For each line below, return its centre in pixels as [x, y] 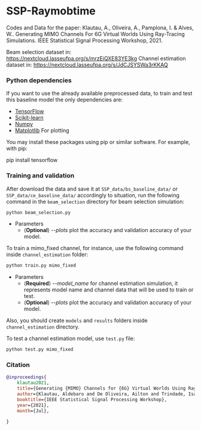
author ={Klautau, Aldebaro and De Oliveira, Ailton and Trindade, [101, 394]
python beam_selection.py [38, 212]
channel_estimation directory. [43, 327]
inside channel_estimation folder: [47, 255]
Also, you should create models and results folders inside [77, 321]
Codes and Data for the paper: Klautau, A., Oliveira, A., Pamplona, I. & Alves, [100, 28]
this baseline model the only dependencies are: [65, 100]
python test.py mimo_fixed [40, 350]
